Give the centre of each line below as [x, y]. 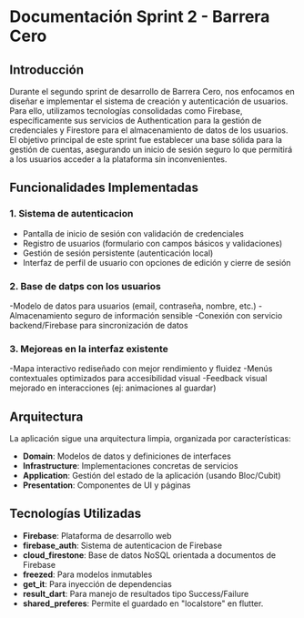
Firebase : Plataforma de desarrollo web [97, 535]
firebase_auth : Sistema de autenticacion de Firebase [122, 545]
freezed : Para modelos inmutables [87, 574]
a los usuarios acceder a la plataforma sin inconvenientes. [118, 159]
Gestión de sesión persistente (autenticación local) [118, 253]
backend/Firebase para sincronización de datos [99, 325]
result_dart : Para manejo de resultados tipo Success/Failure [136, 593]
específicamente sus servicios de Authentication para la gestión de [136, 121]
